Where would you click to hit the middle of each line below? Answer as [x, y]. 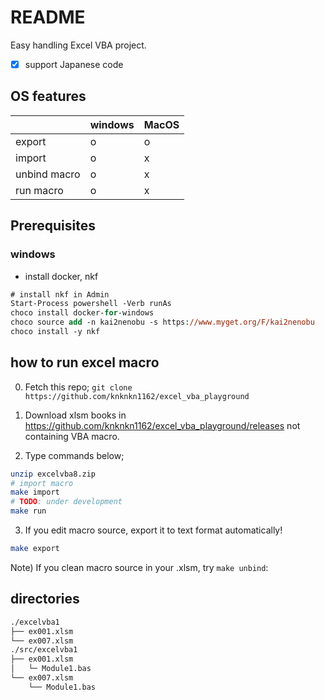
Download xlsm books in [75, 415]
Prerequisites [53, 226]
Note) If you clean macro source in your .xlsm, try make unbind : [139, 567]
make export [35, 549]
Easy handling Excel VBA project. [78, 45]
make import [35, 492]
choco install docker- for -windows [82, 313]
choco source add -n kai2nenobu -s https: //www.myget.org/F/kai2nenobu [162, 322]
